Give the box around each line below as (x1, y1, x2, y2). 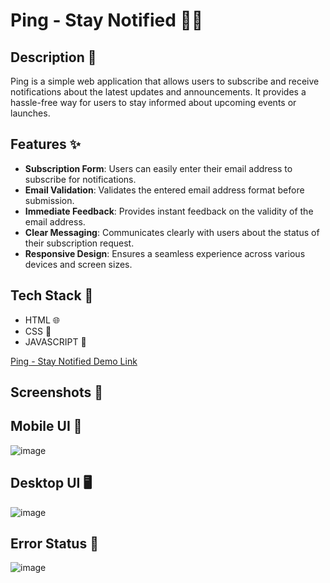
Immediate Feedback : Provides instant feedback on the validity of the (24, 205, 314, 217)
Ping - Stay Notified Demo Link (10, 355, 138, 367)
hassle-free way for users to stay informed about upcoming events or (10, 97, 297, 108)
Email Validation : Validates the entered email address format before (24, 184, 305, 196)
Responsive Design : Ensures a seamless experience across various (24, 247, 306, 259)
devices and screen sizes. (24, 258, 133, 270)
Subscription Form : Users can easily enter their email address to (24, 162, 293, 174)
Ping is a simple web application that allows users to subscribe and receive (10, 75, 320, 87)
